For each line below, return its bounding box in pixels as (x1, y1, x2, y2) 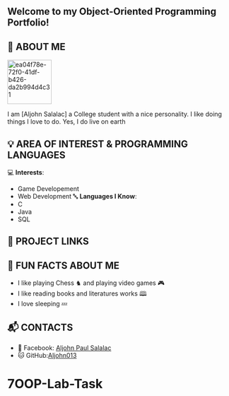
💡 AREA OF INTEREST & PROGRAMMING (7, 138, 189, 150)
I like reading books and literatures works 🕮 (17, 289, 147, 298)
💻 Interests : (7, 168, 45, 177)
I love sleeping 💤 (17, 300, 68, 308)
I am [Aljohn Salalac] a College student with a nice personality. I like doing (7, 110, 223, 119)
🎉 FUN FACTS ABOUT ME (7, 260, 120, 272)
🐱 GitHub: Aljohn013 (17, 351, 77, 360)
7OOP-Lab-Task (7, 376, 103, 392)
